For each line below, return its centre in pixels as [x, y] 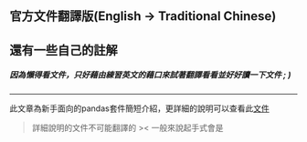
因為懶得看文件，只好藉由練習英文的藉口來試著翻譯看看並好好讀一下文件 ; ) [150, 75]
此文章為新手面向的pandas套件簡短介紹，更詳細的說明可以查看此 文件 [139, 108]
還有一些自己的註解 [64, 50]
